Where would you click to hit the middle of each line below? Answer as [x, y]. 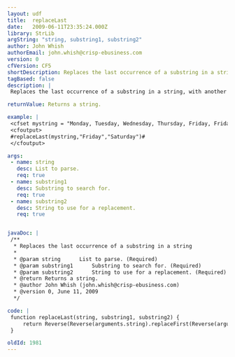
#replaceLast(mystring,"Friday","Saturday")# [78, 136]
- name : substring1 [39, 182]
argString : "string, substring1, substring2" [74, 40]
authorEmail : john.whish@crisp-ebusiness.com [74, 53]
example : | [23, 117]
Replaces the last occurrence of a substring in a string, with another [119, 92]
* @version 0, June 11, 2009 [56, 292]
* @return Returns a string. [56, 279]
